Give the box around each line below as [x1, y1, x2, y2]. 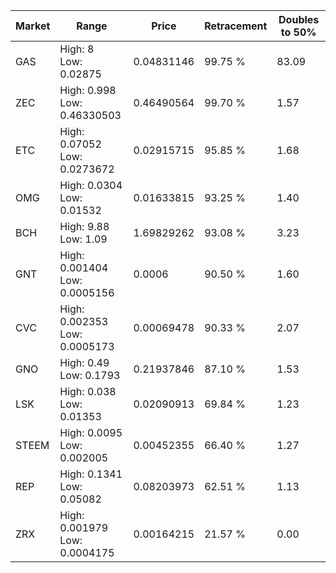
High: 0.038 [59, 385, 117, 398]
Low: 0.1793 [59, 369, 121, 382]
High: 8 [59, 42, 95, 56]
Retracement [204, 19, 268, 33]
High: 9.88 [59, 220, 110, 233]
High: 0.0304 [59, 179, 123, 192]
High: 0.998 [59, 84, 117, 97]
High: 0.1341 [59, 467, 123, 481]
